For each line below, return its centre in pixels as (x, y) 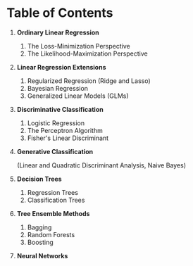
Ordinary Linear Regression (58, 32)
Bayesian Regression (58, 88)
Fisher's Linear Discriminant (68, 138)
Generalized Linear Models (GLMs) (78, 96)
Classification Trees (56, 200)
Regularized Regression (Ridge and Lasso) (89, 81)
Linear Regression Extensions (61, 67)
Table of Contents (60, 13)
